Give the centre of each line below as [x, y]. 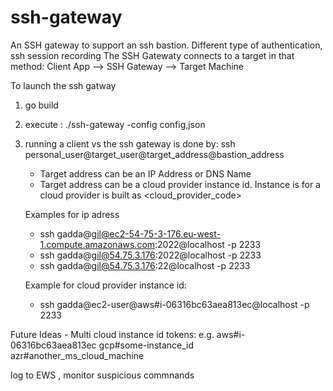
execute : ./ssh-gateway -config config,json [115, 124]
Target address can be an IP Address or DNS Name [145, 173]
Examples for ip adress [72, 214]
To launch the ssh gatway [63, 85]
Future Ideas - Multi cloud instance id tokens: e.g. [112, 334]
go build [41, 105]
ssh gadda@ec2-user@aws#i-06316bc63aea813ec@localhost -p [174, 304]
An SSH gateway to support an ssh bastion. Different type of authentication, [166, 45]
